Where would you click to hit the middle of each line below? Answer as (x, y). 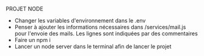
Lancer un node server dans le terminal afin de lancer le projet (93, 46)
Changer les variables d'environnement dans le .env (80, 20)
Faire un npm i (33, 40)
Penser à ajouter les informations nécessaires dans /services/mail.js (100, 27)
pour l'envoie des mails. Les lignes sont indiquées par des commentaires (106, 33)
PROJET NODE (24, 9)
